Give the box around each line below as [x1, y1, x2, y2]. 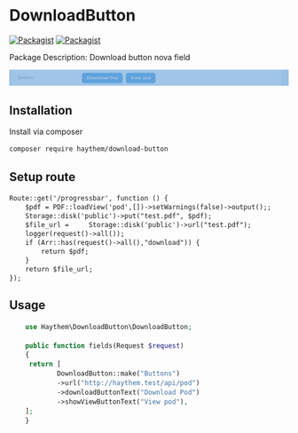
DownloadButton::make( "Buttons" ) [56, 369, 180, 378]
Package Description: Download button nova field [9, 51, 191, 62]
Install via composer [9, 126, 83, 138]
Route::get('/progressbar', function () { [9, 194, 169, 203]
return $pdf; [41, 248, 90, 256]
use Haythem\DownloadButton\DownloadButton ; [25, 322, 192, 331]
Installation [9, 103, 73, 118]
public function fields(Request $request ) [25, 341, 184, 350]
